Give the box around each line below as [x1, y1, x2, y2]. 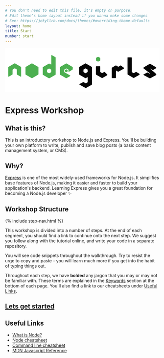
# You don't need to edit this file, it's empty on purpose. [5, 8, 133, 13]
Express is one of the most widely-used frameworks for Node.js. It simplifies [5, 175, 159, 181]
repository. [5, 243, 27, 249]
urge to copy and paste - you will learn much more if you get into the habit [5, 258, 155, 264]
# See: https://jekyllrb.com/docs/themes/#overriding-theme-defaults [5, 18, 150, 23]
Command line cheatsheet [12, 342, 66, 348]
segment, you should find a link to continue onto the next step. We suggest [5, 233, 157, 239]
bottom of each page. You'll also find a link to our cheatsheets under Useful [5, 283, 158, 289]
